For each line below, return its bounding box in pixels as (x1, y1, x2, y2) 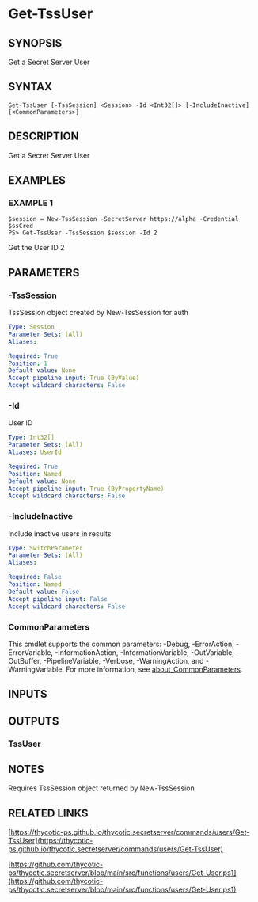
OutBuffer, (8, 656, 42, 665)
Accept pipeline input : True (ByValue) (8, 374, 140, 382)
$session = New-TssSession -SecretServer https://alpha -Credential (8, 215, 239, 223)
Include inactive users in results (8, 528, 112, 539)
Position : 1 (8, 360, 47, 367)
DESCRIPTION (8, 130, 79, 143)
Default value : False (8, 588, 80, 596)
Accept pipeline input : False (8, 595, 108, 603)
